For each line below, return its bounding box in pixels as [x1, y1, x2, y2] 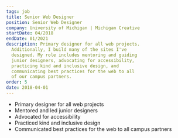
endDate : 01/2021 [6, 36, 49, 42]
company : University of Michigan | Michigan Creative [6, 25, 141, 31]
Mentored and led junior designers [14, 106, 98, 114]
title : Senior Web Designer [6, 14, 75, 20]
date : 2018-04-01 [6, 85, 49, 91]
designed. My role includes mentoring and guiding [11, 52, 138, 58]
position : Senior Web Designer [6, 19, 83, 25]
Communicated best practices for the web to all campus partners [14, 125, 172, 132]
